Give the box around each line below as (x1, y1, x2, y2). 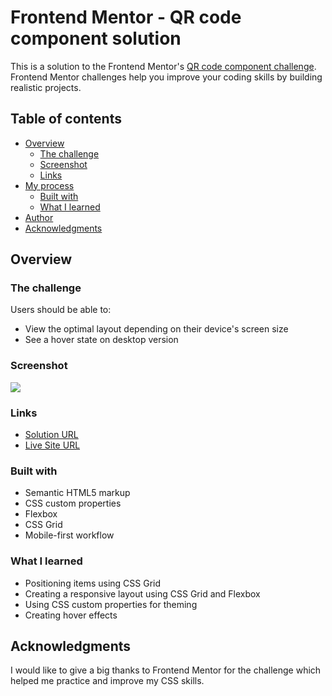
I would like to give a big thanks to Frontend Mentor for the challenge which (10, 664, 322, 676)
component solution (10, 27, 182, 50)
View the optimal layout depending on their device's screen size (24, 323, 289, 335)
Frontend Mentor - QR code (10, 6, 242, 29)
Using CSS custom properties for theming (24, 598, 198, 610)
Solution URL (24, 429, 79, 441)
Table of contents (10, 111, 122, 128)
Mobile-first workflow (24, 529, 115, 541)
